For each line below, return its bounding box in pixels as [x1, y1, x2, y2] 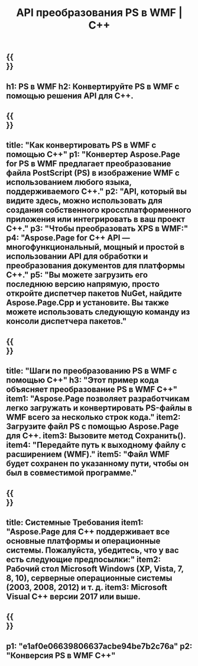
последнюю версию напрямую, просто [6, 279, 160, 289]
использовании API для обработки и [6, 251, 148, 262]
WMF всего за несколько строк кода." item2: [6, 412, 181, 422]
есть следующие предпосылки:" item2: [6, 555, 161, 565]
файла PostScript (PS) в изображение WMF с [6, 168, 180, 178]
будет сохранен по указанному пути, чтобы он [6, 458, 189, 469]
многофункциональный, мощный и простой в [6, 242, 185, 252]
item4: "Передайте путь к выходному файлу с [6, 440, 186, 450]
